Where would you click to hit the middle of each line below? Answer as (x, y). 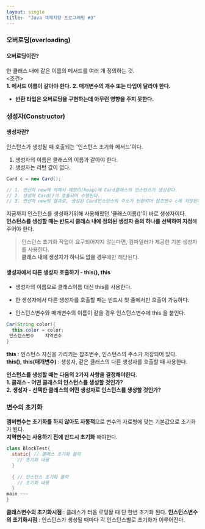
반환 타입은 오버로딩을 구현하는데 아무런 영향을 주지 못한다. (85, 99)
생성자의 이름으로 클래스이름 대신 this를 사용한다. (74, 287)
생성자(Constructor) (36, 116)
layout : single (26, 12)
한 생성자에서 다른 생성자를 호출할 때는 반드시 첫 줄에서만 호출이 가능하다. (102, 300)
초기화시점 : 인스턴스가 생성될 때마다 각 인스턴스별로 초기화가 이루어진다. (99, 520)
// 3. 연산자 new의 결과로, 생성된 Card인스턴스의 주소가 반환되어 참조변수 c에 (94, 201)
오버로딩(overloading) (38, 40)
